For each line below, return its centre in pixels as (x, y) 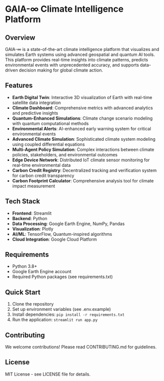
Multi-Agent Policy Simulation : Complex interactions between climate (83, 149)
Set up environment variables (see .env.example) (61, 309)
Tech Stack (23, 201)
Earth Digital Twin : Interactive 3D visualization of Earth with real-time (82, 97)
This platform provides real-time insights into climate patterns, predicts (77, 60)
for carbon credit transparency (43, 176)
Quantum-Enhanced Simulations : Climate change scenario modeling (82, 118)
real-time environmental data (41, 165)
